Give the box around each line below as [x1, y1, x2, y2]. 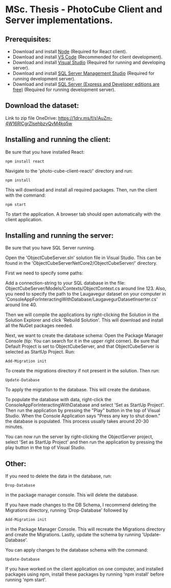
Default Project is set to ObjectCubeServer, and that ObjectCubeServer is [5, 343, 159, 349]
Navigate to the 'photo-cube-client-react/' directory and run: [5, 167, 133, 174]
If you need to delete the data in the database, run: [5, 473, 112, 479]
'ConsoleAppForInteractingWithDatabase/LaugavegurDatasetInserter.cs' [5, 296, 158, 303]
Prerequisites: [5, 35, 51, 44]
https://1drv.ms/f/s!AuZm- [58, 115, 113, 121]
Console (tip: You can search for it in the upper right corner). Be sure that [5, 338, 159, 344]
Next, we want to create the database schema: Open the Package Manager [5, 332, 163, 339]
